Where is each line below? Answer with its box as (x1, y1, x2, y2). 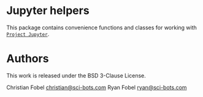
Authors (6, 52, 49, 66)
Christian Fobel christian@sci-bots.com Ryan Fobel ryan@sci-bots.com (6, 84, 187, 91)
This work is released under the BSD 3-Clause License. (6, 71, 146, 79)
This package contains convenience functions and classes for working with (6, 24, 197, 31)
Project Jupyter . (6, 30, 50, 37)
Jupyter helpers (6, 4, 90, 18)
